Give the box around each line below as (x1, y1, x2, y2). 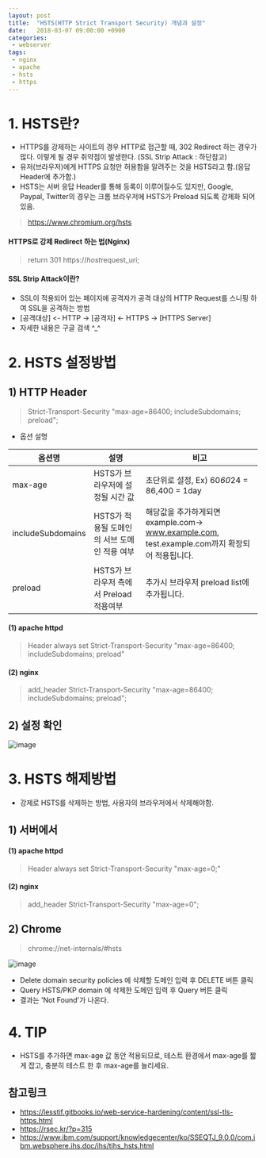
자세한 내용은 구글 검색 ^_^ (19, 323, 101, 332)
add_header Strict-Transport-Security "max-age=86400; (27, 685, 214, 695)
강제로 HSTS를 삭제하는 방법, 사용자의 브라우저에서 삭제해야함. (19, 798, 214, 807)
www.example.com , (145, 527, 219, 538)
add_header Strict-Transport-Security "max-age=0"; (27, 899, 199, 909)
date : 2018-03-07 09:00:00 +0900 (8, 26, 126, 34)
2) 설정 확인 (8, 719, 63, 732)
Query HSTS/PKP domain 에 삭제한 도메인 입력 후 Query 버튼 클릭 (19, 985, 228, 995)
